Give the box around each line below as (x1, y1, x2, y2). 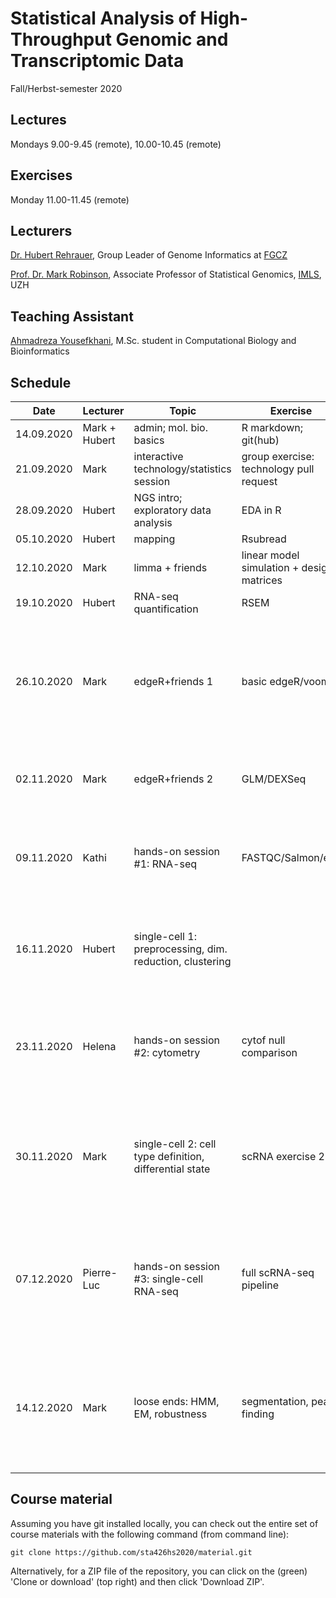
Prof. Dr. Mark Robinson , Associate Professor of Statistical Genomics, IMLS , (10, 268, 322, 281)
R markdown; (241, 421, 303, 434)
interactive (133, 450, 184, 463)
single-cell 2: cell (133, 1137, 217, 1151)
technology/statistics (133, 462, 232, 476)
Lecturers (10, 222, 73, 239)
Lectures (10, 112, 67, 129)
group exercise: (241, 450, 315, 463)
